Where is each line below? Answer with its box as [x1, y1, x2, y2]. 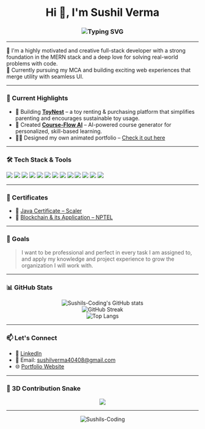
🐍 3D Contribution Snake [6, 384, 81, 393]
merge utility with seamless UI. [6, 73, 84, 80]
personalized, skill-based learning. [15, 127, 103, 135]
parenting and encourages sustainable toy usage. [15, 114, 140, 122]
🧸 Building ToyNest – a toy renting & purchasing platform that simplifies [15, 108, 195, 115]
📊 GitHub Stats [6, 283, 53, 291]
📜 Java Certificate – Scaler [15, 207, 82, 215]
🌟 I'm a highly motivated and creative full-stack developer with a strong [6, 47, 186, 54]
